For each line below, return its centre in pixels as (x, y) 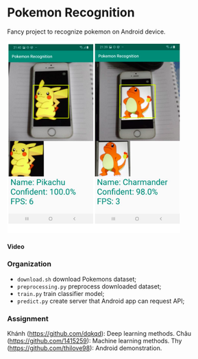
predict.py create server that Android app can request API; (101, 301)
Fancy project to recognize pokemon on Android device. (86, 32)
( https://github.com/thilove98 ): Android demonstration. (85, 348)
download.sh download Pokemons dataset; (77, 279)
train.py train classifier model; (61, 293)
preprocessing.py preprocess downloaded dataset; (89, 286)
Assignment (28, 319)
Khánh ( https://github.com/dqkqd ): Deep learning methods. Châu (99, 334)
